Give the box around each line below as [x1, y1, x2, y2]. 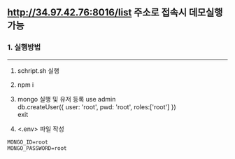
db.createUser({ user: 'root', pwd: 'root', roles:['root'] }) [17, 102, 176, 111]
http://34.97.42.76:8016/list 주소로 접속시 [7, 6, 187, 19]
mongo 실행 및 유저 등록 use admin [17, 95, 116, 103]
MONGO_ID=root [7, 139, 49, 146]
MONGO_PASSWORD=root [7, 144, 68, 152]
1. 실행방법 [7, 43, 41, 53]
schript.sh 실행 [17, 66, 59, 75]
